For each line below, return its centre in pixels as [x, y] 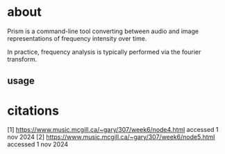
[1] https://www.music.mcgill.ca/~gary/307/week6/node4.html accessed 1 [113, 130]
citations [33, 110]
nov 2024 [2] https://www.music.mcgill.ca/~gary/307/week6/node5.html [111, 137]
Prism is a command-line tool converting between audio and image [103, 31]
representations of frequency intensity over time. [77, 38]
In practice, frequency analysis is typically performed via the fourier [104, 52]
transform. [22, 59]
